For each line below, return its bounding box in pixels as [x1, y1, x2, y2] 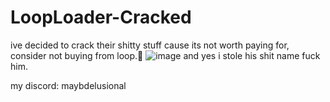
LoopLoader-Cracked [10, 6, 192, 29]
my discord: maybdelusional [10, 79, 127, 91]
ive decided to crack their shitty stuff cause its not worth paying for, [10, 39, 290, 51]
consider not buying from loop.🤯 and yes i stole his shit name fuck [10, 49, 321, 61]
